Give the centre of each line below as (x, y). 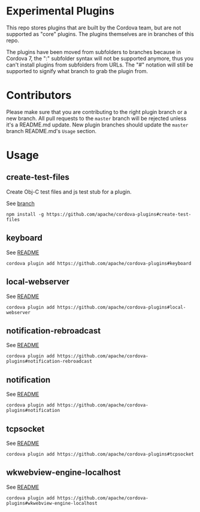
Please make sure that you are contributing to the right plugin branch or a (97, 112)
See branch (20, 203)
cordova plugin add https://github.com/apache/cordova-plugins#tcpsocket (100, 454)
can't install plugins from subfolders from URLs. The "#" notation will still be (100, 65)
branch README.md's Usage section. (51, 131)
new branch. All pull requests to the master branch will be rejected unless (96, 118)
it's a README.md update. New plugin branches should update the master (97, 125)
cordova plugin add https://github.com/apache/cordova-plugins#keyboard (99, 263)
